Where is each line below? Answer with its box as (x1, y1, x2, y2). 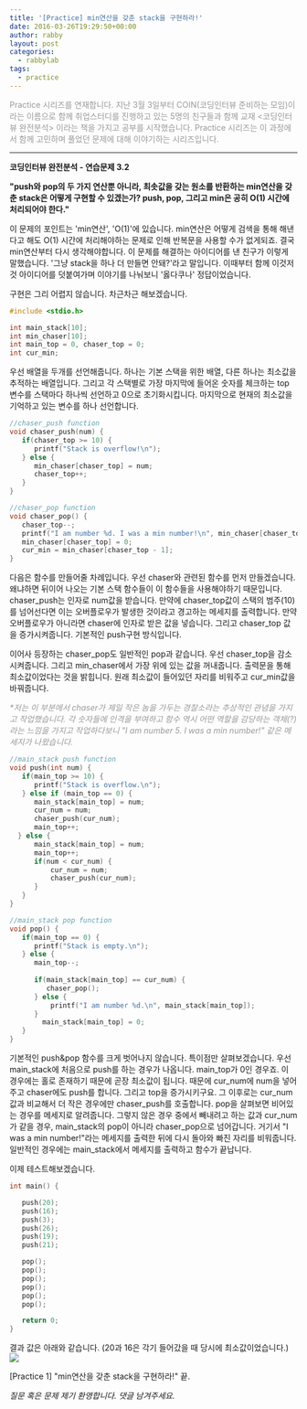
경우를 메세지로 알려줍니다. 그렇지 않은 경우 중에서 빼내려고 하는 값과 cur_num (18, 1110, 298, 1120)
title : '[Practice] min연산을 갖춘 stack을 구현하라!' (9, 13, 204, 23)
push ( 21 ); (21, 1241, 59, 1250)
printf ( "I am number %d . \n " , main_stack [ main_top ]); (49, 1000, 256, 1010)
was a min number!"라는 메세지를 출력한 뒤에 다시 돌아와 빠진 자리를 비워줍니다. (9, 1133, 297, 1143)
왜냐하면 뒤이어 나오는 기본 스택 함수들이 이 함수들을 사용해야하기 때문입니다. (9, 583, 283, 594)
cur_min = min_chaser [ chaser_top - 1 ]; (21, 546, 174, 555)
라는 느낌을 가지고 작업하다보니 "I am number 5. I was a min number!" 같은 (9, 725, 281, 736)
